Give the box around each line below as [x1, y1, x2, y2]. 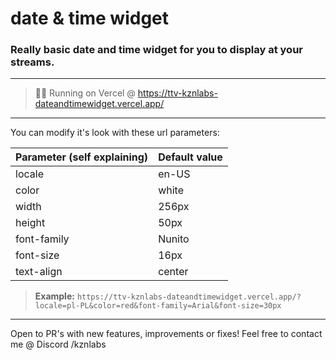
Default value [158, 150, 223, 164]
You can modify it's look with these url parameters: [10, 127, 220, 139]
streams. [10, 55, 55, 69]
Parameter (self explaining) [15, 150, 149, 164]
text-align [15, 265, 63, 279]
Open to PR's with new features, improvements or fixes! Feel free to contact [10, 328, 323, 340]
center [158, 265, 189, 279]
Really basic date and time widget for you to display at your [10, 43, 303, 57]
